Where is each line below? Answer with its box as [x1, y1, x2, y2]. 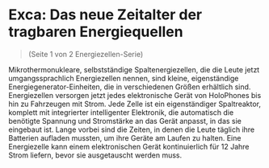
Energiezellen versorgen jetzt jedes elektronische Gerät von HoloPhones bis [8, 90, 262, 100]
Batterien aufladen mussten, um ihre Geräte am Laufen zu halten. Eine [8, 133, 242, 142]
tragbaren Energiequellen [8, 23, 183, 41]
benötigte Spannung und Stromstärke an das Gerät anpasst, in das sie [8, 116, 242, 125]
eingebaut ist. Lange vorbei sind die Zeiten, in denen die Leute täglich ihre [8, 125, 255, 134]
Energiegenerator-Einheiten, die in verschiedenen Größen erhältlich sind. [8, 82, 251, 92]
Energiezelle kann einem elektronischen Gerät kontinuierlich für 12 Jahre [8, 141, 250, 151]
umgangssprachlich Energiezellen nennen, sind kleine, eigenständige [8, 73, 239, 83]
